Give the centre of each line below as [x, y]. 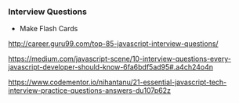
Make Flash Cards [49, 29]
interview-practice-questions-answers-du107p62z [89, 91]
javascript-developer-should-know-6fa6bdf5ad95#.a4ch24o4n [111, 67]
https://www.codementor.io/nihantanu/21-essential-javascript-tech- [118, 82]
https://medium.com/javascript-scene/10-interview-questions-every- [119, 59]
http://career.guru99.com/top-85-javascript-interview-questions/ [113, 44]
